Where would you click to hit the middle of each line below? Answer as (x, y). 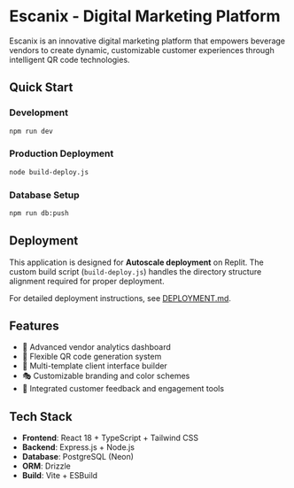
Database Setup (44, 195)
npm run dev (31, 131)
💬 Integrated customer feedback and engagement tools (123, 389)
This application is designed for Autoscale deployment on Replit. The (136, 262)
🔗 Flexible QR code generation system (92, 357)
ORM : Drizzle (46, 466)
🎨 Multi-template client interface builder (95, 366)
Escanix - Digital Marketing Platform (145, 16)
